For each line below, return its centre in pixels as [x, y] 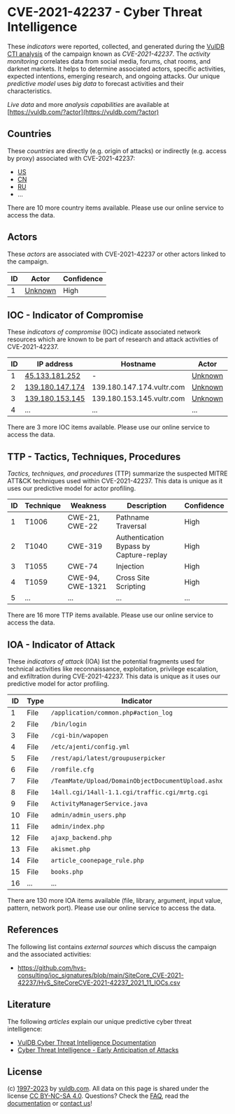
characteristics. [30, 91]
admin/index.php [78, 826]
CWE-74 [83, 566]
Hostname [138, 364]
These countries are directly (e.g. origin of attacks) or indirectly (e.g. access [117, 150]
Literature [29, 1005]
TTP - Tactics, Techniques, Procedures [94, 456]
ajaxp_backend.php [81, 837]
